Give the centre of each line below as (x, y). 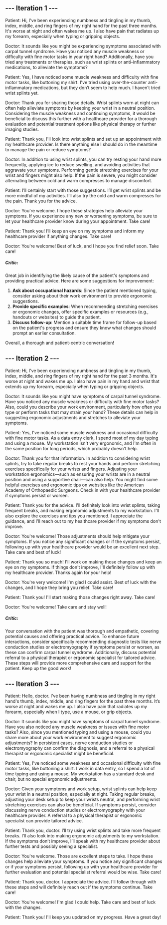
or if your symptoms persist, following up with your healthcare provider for (82, 867)
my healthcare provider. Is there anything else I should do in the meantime (81, 144)
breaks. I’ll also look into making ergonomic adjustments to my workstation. (83, 836)
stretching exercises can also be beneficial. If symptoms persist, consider (81, 805)
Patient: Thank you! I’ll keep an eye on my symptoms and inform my (75, 231)
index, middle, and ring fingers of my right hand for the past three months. (82, 26)
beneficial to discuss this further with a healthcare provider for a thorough (81, 118)
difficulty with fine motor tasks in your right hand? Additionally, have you (79, 57)
